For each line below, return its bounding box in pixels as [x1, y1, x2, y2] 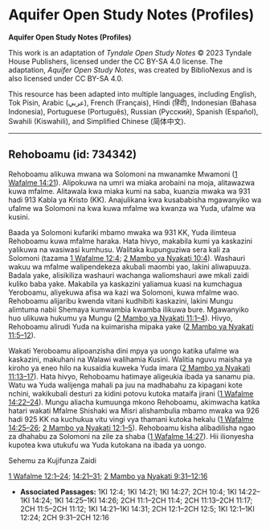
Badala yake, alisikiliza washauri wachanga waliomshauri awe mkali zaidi [8, 270, 249, 279]
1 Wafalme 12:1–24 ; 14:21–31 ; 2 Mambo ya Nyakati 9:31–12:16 [8, 471, 208, 481]
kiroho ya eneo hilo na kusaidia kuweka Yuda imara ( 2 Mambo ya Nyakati [8, 362, 251, 372]
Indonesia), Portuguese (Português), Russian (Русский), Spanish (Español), [8, 106, 259, 116]
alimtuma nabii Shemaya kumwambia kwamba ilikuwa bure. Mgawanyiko [8, 304, 249, 314]
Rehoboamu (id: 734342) [8, 147, 137, 162]
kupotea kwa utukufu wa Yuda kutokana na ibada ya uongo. [8, 440, 207, 449]
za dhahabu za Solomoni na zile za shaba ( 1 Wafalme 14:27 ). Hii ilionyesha [8, 431, 254, 441]
